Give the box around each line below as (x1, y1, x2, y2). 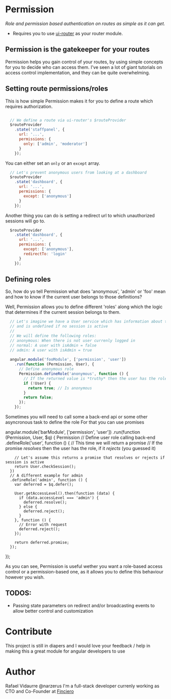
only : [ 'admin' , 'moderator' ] (23, 141, 88, 146)
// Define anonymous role (18, 366, 74, 372)
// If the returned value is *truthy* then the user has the (23, 376, 156, 381)
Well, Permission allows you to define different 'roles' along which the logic (5, 304, 163, 310)
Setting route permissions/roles (5, 84, 108, 93)
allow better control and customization (12, 608, 94, 614)
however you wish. (5, 574, 45, 580)
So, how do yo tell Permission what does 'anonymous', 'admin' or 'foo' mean (5, 288, 166, 294)
